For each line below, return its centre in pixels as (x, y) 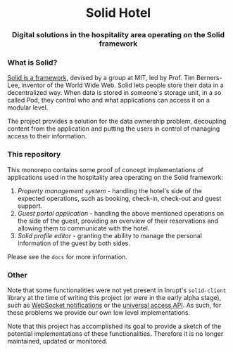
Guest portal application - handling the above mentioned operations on (121, 213)
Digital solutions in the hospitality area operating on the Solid (118, 35)
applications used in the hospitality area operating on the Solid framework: (115, 177)
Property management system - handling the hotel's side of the (109, 190)
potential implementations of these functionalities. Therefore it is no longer (115, 334)
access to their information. (47, 136)
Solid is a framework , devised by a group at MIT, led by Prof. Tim (101, 78)
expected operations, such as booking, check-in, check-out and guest (119, 198)
